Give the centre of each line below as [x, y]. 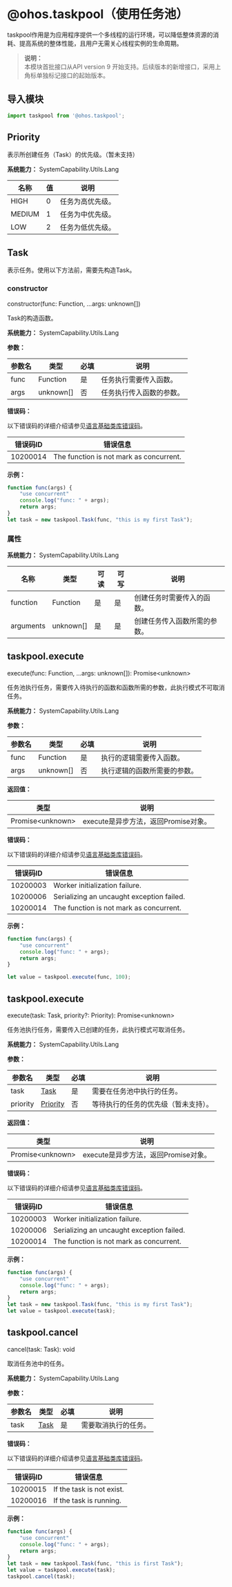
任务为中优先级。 [88, 215]
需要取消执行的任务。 [116, 1425]
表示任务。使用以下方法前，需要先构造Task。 [71, 270]
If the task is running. [88, 1500]
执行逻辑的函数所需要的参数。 [149, 770]
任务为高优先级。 [88, 201]
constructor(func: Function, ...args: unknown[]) [74, 303]
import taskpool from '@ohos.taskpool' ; [66, 116]
